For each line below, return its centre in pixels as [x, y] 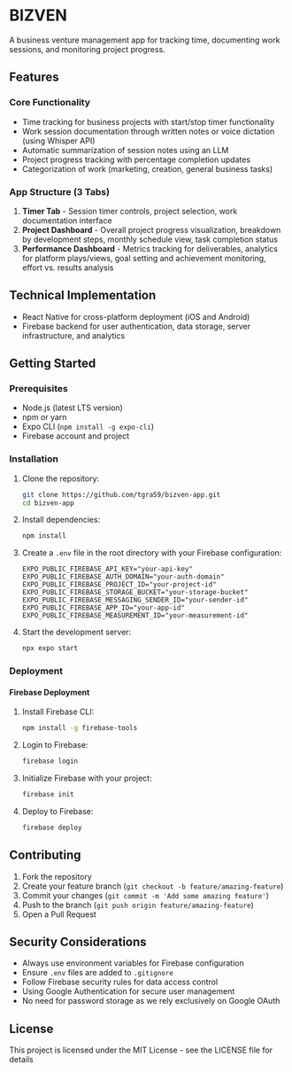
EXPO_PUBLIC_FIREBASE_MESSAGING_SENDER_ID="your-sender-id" [135, 600]
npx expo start [50, 649]
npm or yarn [44, 417]
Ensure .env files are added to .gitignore [98, 973]
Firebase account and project [76, 436]
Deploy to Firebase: [58, 811]
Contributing [45, 855]
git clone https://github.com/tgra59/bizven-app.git [121, 494]
